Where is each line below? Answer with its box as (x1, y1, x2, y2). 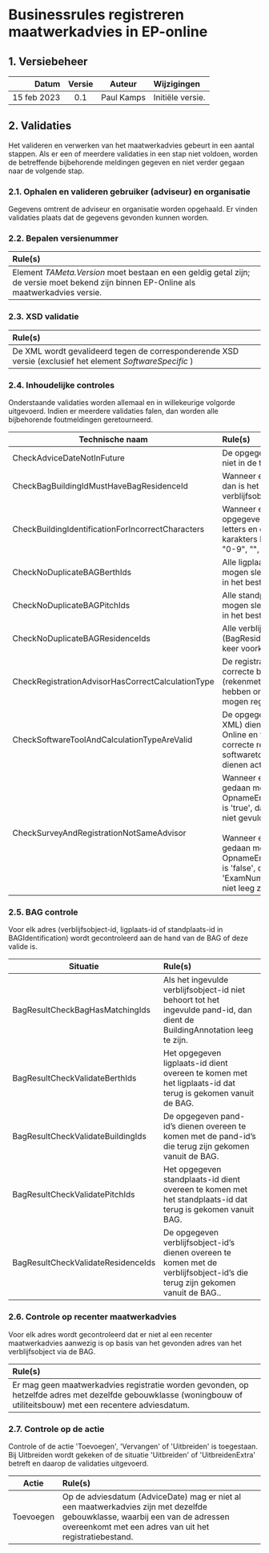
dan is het (222, 480, 259, 491)
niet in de (222, 457, 258, 468)
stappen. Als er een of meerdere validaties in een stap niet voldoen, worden (8, 148, 259, 158)
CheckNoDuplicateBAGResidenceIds (12, 633, 151, 643)
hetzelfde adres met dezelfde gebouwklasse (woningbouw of (12, 1389, 243, 1401)
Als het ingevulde (163, 975, 229, 986)
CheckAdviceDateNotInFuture (12, 452, 126, 463)
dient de (163, 1015, 195, 1026)
